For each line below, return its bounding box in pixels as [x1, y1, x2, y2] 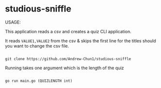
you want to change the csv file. [5, 43, 69, 49]
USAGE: [5, 19, 21, 25]
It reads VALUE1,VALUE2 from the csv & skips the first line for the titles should [5, 38, 156, 44]
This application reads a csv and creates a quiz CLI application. [5, 28, 132, 34]
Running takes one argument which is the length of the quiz [5, 65, 124, 71]
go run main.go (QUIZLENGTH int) [5, 78, 73, 83]
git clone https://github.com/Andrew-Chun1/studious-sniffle [5, 56, 131, 61]
